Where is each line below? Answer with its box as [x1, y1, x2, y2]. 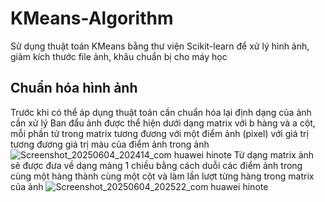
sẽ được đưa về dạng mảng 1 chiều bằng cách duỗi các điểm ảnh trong [10, 159, 303, 171]
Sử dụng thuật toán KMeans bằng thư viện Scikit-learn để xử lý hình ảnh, [10, 40, 310, 52]
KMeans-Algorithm [10, 7, 174, 30]
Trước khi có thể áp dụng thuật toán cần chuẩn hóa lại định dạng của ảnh [10, 106, 312, 118]
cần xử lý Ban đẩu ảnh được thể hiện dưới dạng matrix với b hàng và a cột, [10, 117, 316, 129]
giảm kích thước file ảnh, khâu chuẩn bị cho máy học [10, 50, 228, 62]
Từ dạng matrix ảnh [233, 148, 315, 161]
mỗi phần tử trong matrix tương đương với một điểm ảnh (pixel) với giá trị [10, 127, 309, 139]
